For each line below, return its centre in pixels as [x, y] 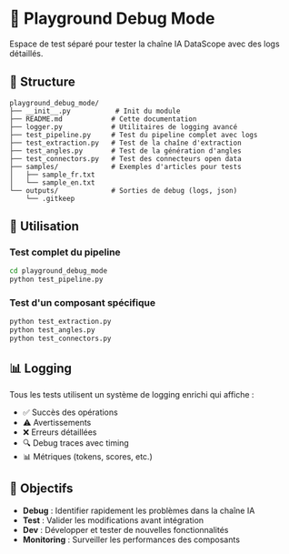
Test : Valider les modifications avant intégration [113, 520]
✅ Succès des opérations [70, 412]
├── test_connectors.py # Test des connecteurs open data [126, 158]
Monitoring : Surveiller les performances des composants [131, 539]
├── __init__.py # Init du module [95, 111]
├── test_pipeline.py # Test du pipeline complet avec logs [134, 135]
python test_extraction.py [60, 322]
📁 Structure [42, 82]
